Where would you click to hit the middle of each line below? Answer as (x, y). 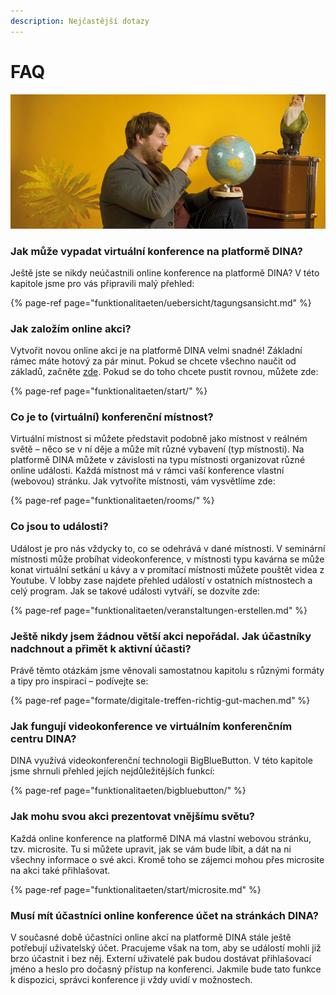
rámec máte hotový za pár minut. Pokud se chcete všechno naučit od (153, 361)
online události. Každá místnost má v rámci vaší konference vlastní (147, 471)
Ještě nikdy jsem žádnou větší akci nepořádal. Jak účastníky (161, 636)
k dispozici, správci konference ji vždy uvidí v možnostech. (131, 979)
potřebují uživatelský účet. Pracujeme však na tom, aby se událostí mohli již (166, 947)
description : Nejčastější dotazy (80, 21)
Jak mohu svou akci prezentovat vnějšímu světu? (133, 817)
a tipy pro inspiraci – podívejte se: (79, 681)
